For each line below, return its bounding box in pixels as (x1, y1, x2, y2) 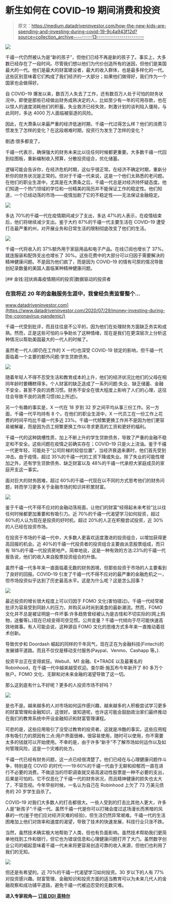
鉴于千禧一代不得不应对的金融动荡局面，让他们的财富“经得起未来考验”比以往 (5, 504, 166, 510)
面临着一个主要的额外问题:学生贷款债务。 (5, 353, 92, 360)
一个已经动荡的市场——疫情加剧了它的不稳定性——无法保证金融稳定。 (14, 192, 162, 198)
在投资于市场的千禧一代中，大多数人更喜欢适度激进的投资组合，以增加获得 (5, 535, 162, 541)
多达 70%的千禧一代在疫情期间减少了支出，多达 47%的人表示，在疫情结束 (5, 212, 162, 219)
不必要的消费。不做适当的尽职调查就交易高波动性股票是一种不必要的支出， (9, 769, 167, 775)
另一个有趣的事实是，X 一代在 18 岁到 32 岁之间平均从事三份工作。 (5, 404, 146, 410)
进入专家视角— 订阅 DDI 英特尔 (5, 893, 71, 899)
